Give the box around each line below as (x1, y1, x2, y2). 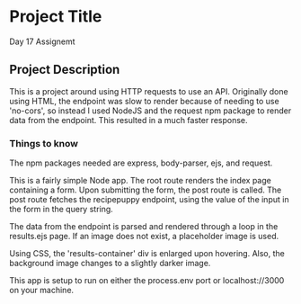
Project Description (9, 62, 120, 77)
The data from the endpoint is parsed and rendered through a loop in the (9, 221, 279, 232)
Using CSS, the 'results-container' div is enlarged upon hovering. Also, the (9, 248, 285, 259)
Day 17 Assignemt (9, 36, 75, 47)
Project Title (9, 6, 102, 27)
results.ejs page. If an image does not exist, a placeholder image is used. (9, 231, 279, 242)
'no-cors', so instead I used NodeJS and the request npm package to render (9, 105, 292, 116)
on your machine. (9, 285, 75, 296)
